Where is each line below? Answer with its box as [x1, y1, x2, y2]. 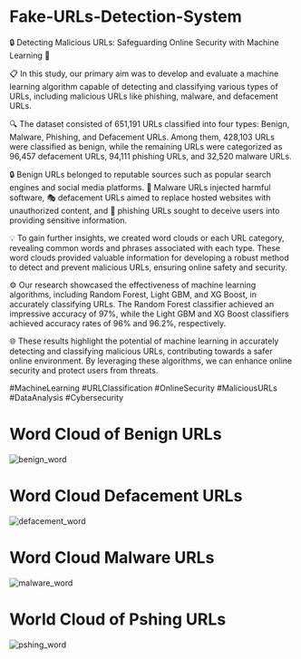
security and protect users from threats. [9, 364, 159, 375]
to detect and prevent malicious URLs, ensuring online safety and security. [9, 261, 288, 273]
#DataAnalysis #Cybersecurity [9, 392, 124, 402]
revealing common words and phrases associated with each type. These [9, 242, 281, 253]
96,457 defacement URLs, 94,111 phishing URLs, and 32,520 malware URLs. [9, 150, 292, 161]
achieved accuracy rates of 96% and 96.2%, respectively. [9, 317, 227, 328]
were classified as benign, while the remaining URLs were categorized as [9, 141, 283, 151]
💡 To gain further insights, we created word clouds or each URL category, [9, 232, 285, 243]
